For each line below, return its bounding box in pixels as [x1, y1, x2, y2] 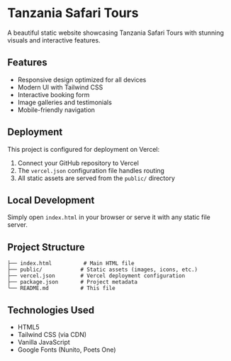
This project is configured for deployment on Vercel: [7, 145, 160, 153]
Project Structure [7, 241, 85, 253]
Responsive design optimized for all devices [17, 75, 147, 84]
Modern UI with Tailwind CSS [17, 83, 103, 91]
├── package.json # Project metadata [7, 279, 138, 286]
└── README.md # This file [7, 285, 115, 292]
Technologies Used [7, 304, 94, 316]
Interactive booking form [17, 90, 90, 99]
